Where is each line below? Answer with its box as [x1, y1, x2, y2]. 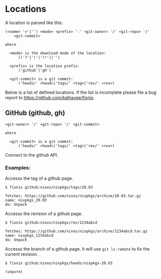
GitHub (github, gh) [5, 109, 65, 117]
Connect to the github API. [5, 152, 59, 158]
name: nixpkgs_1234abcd [5, 233, 54, 238]
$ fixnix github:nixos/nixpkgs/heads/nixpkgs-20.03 [5, 261, 113, 266]
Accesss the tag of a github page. [5, 175, 73, 181]
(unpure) [5, 269, 23, 275]
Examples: [5, 164, 31, 171]
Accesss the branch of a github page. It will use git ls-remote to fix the [5, 246, 150, 252]
